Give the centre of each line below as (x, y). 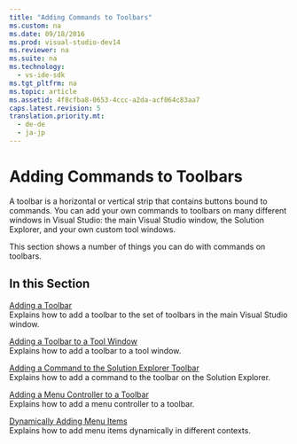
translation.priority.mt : (57, 116)
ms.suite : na (33, 58)
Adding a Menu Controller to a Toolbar (79, 394)
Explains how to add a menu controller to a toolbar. (102, 403)
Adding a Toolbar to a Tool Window (73, 341)
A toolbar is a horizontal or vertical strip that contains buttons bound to (138, 201)
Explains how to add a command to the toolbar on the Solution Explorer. (140, 377)
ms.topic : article (43, 91)
